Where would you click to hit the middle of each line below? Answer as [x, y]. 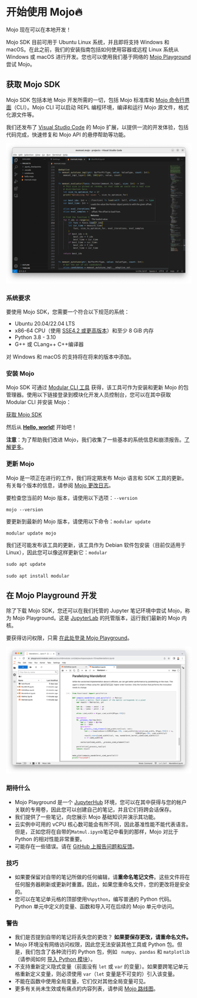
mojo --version [25, 510]
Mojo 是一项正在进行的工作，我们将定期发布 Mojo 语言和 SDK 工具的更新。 [96, 477]
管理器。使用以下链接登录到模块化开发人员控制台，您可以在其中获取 [89, 395]
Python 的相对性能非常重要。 [50, 839]
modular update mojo [31, 533]
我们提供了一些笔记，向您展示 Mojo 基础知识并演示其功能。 [86, 816]
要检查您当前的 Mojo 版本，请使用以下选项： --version [72, 498]
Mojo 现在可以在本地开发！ [39, 29]
